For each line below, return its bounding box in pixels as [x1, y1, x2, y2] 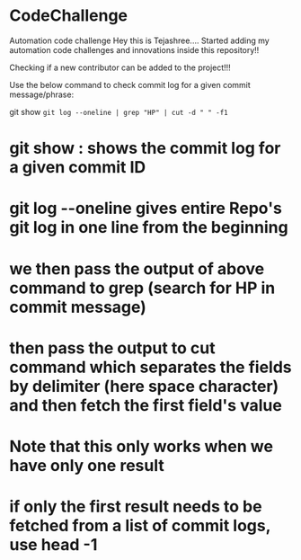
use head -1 [9, 535, 98, 556]
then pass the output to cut [9, 338, 216, 358]
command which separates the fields [9, 357, 292, 378]
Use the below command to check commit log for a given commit [9, 79, 252, 90]
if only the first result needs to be [9, 496, 262, 517]
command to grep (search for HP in [9, 278, 276, 298]
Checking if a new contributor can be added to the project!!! [9, 62, 231, 73]
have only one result [9, 455, 164, 476]
